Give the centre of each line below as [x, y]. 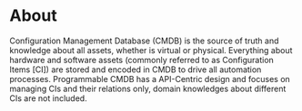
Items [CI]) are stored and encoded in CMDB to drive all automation [136, 69]
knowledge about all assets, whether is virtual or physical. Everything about [151, 50]
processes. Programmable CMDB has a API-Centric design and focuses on [150, 79]
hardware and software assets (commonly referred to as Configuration [142, 60]
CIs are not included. [49, 98]
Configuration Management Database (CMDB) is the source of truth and [144, 41]
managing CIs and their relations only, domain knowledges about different [148, 88]
